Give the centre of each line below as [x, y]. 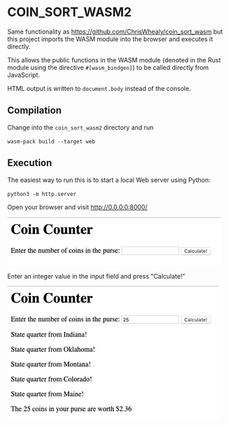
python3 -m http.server [42, 194]
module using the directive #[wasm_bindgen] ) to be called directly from [108, 67]
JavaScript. [24, 75]
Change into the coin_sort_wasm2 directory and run [81, 127]
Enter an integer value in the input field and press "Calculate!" [96, 276]
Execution [30, 163]
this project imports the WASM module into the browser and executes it [110, 39]
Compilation [34, 110]
